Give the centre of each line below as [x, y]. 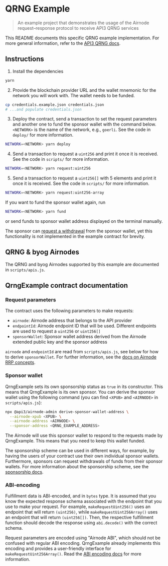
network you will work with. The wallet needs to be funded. [74, 95]
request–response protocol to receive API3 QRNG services [78, 28]
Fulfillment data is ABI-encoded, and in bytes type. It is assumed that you [81, 496]
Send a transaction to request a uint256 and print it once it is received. [85, 154]
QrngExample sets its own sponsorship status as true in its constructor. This [84, 387]
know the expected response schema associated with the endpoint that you [83, 501]
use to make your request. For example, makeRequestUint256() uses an [78, 507]
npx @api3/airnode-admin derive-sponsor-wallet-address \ [67, 412]
